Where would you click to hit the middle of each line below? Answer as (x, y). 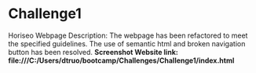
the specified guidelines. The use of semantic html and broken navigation (127, 43)
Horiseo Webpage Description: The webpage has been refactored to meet (128, 35)
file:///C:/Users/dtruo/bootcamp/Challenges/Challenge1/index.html (121, 60)
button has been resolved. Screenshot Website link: (93, 52)
